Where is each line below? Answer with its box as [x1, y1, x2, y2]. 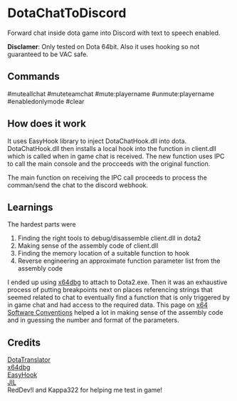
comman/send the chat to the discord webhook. [7, 180, 148, 189]
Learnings [7, 201, 53, 213]
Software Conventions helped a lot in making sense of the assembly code [7, 308, 223, 317]
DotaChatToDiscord [7, 5, 127, 21]
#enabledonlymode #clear [7, 97, 85, 105]
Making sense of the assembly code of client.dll [17, 241, 159, 250]
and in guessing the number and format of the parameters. [7, 316, 179, 325]
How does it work [7, 118, 87, 130]
